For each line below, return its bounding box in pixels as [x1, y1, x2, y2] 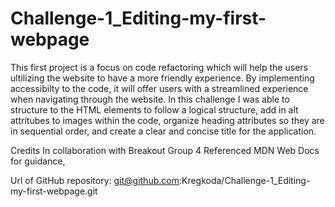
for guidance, [10, 155, 66, 167]
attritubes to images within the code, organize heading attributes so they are [10, 114, 325, 126]
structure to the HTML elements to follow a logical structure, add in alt [10, 103, 299, 116]
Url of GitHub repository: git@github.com [10, 174, 180, 186]
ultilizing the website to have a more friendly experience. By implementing [10, 72, 315, 84]
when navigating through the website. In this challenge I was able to [10, 93, 290, 105]
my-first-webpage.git [10, 185, 98, 197]
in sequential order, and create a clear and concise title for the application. [10, 125, 317, 137]
